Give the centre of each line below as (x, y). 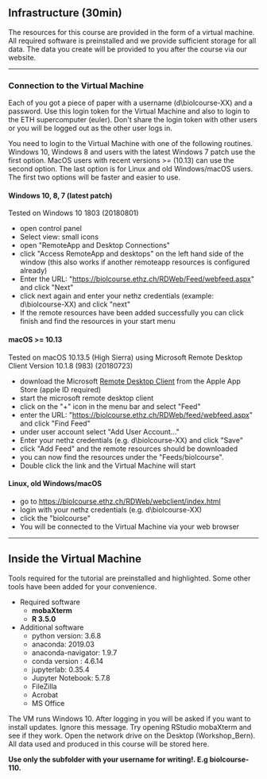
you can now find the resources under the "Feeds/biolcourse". (122, 457)
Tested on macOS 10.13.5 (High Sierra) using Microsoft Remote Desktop (126, 357)
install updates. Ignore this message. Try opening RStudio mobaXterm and (130, 727)
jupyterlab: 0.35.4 (60, 669)
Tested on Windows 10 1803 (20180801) (74, 213)
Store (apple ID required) (60, 389)
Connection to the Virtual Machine (76, 85)
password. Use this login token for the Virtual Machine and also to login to (129, 111)
